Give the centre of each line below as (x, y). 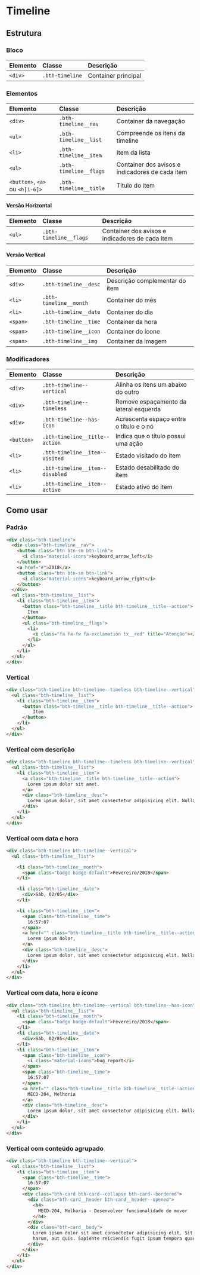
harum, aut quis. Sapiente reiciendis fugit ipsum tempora (107, 1239)
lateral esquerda (138, 409)
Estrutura (24, 33)
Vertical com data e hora (42, 838)
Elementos (22, 93)
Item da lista (133, 152)
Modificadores (28, 359)
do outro (127, 392)
